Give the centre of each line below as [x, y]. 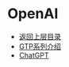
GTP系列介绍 [40, 46]
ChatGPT [34, 55]
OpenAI [33, 14]
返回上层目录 [40, 36]
